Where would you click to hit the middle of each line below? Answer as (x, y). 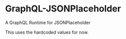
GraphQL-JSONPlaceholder (63, 9)
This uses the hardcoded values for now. (47, 32)
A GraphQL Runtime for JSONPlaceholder (48, 22)
